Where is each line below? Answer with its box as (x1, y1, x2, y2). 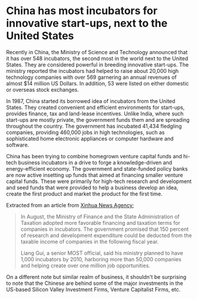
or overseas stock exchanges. (6, 86, 80, 93)
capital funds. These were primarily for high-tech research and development (6, 178, 192, 185)
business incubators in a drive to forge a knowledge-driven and (18, 159, 173, 166)
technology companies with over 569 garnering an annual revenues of (6, 74, 177, 81)
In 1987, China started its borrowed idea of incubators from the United (6, 97, 176, 104)
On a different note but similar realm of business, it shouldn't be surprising (6, 273, 187, 280)
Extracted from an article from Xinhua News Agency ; (6, 201, 134, 208)
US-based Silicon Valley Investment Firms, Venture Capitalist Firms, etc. (6, 285, 181, 293)
